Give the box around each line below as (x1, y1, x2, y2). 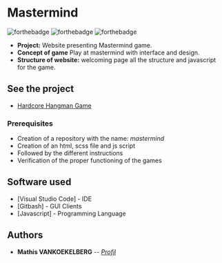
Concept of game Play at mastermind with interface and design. (17, 48, 200, 57)
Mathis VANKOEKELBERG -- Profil (17, 247, 117, 256)
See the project (7, 83, 74, 95)
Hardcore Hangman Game (17, 101, 92, 110)
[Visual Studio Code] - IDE (17, 195, 92, 203)
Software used (7, 176, 72, 188)
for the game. (17, 63, 57, 71)
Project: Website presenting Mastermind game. (17, 41, 152, 49)
